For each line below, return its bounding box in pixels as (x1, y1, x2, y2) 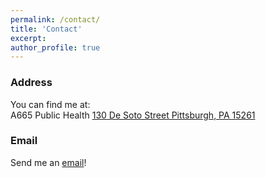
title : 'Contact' (10, 24, 83, 34)
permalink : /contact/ (10, 14, 101, 25)
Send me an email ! (10, 156, 87, 168)
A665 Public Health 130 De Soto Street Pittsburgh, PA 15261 (10, 109, 256, 121)
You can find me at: (10, 98, 91, 110)
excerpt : (10, 33, 47, 43)
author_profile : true (10, 42, 101, 53)
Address (10, 76, 53, 90)
